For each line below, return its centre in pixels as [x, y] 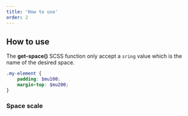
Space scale [25, 106]
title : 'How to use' [32, 12]
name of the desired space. [41, 63]
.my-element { [24, 74]
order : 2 [17, 17]
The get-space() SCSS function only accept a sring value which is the [94, 56]
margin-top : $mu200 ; [43, 85]
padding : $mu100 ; [39, 79]
